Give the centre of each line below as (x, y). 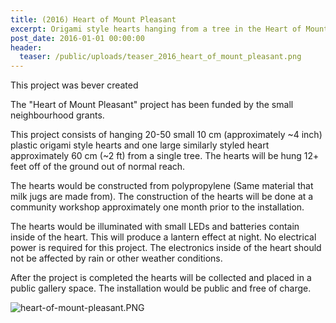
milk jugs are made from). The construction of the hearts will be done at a (162, 197)
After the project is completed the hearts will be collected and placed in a (161, 278)
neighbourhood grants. (57, 115)
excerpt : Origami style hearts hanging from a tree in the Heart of (156, 29)
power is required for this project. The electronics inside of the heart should (166, 248)
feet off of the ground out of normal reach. (98, 167)
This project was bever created (74, 85)
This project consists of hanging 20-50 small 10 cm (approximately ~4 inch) (166, 135)
